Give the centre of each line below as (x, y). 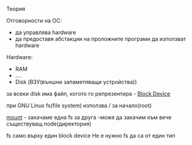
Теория (16, 9)
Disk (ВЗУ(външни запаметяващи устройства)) (76, 82)
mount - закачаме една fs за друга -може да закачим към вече (89, 117)
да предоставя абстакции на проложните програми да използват (101, 39)
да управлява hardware (45, 32)
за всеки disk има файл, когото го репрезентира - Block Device (88, 94)
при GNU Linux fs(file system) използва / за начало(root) (79, 105)
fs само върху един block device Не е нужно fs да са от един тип (91, 136)
